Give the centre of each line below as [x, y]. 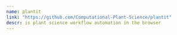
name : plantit [24, 12]
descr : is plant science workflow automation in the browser [84, 23]
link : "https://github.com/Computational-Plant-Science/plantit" [89, 17]
